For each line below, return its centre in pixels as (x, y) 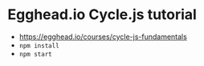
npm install (39, 45)
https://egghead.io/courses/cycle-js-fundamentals (103, 37)
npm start (36, 54)
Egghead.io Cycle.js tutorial (102, 15)
